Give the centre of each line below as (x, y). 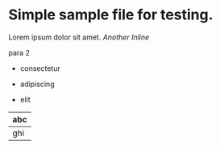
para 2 (19, 52)
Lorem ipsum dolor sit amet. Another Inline (79, 37)
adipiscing (37, 84)
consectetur (40, 68)
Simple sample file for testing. (111, 15)
